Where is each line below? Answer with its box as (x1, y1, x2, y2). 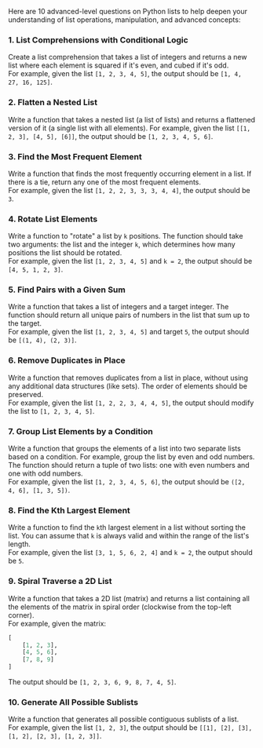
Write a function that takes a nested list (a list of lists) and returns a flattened (8, 115, 256, 124)
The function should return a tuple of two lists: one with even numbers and (8, 461, 250, 470)
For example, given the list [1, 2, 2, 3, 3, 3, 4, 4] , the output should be (8, 185, 250, 195)
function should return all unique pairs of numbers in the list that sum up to (8, 310, 250, 320)
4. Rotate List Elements (8, 213, 98, 224)
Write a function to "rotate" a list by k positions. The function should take (8, 232, 243, 241)
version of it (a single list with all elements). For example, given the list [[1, (8, 123, 251, 133)
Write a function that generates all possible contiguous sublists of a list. (8, 714, 239, 724)
